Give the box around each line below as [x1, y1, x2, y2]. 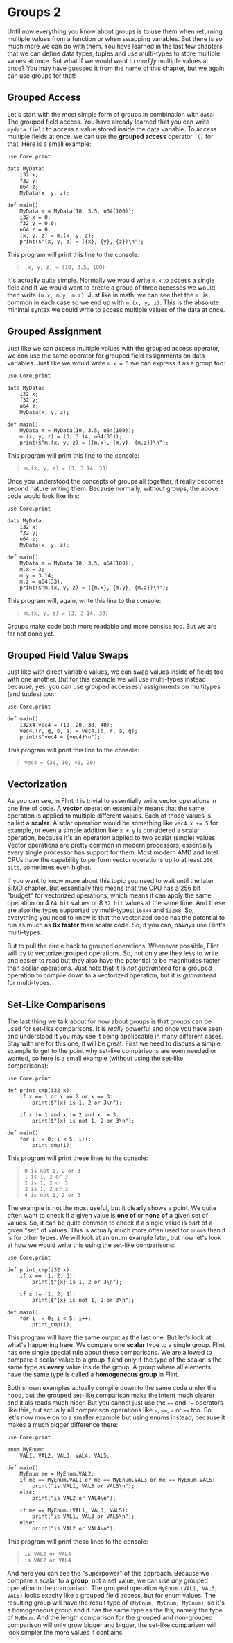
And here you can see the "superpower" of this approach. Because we [7, 1569, 209, 1577]
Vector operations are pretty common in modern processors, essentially [7, 841, 213, 850]
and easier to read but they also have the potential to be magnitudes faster [7, 957, 221, 965]
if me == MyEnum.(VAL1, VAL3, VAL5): [19, 1507, 129, 1514]
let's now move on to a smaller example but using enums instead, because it [7, 1413, 225, 1421]
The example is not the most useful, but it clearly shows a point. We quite [7, 1204, 217, 1212]
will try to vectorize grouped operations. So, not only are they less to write [7, 949, 218, 957]
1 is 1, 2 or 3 [24, 1173, 69, 1180]
